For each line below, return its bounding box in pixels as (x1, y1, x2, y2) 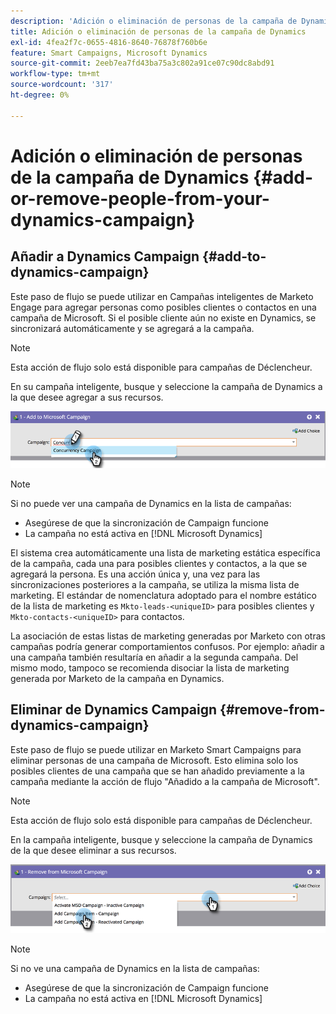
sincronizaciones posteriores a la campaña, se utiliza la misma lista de (10, 578, 300, 590)
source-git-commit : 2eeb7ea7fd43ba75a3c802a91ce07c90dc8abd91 (10, 58, 275, 69)
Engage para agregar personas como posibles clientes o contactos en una (10, 301, 317, 313)
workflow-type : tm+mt (10, 69, 101, 79)
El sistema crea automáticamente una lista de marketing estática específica (10, 546, 321, 559)
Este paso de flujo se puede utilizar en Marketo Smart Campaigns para (10, 743, 302, 755)
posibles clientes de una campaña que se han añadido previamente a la (10, 765, 305, 777)
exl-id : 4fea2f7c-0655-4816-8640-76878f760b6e (10, 37, 208, 47)
